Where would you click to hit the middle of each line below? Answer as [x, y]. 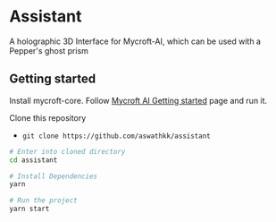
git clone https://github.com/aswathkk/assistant [117, 136]
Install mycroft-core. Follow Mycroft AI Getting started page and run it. [138, 100]
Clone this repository [48, 117]
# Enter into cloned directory [67, 151]
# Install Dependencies [54, 176]
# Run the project [43, 201]
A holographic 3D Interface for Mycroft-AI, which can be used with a [135, 41]
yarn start [29, 209]
